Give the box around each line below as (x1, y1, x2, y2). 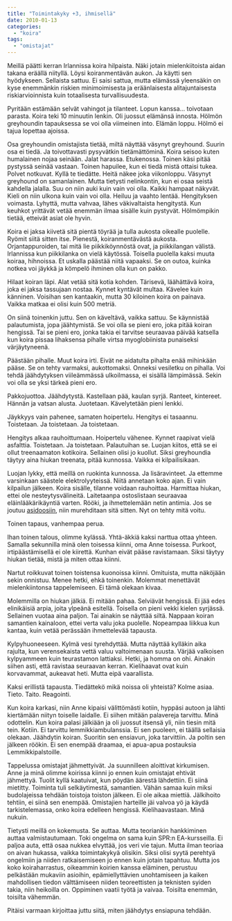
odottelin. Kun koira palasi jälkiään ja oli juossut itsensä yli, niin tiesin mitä (7, 718, 216, 727)
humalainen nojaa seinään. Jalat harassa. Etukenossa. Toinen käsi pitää (7, 155, 211, 163)
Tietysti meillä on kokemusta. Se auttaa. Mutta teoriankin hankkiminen (7, 827, 207, 834)
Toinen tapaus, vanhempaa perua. (7, 520, 105, 528)
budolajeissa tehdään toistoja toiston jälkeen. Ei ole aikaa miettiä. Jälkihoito (7, 791, 221, 799)
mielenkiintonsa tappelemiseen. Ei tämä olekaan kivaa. (7, 583, 163, 591)
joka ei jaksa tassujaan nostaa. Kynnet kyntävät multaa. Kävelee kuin (7, 285, 203, 293)
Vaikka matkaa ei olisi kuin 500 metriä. (7, 300, 116, 308)
